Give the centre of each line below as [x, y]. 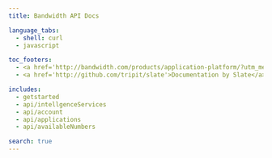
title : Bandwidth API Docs [54, 16]
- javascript [38, 45]
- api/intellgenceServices [61, 104]
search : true [30, 142]
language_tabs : [34, 30]
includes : [25, 89]
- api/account [39, 112]
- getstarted [38, 97]
